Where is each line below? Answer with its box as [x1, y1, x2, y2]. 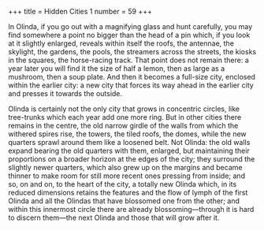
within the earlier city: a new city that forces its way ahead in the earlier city [8, 80, 254, 90]
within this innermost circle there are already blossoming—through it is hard [8, 205, 255, 213]
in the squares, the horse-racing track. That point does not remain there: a [8, 55, 250, 65]
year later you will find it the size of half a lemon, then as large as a [8, 64, 225, 73]
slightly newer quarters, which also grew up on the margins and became [8, 163, 243, 172]
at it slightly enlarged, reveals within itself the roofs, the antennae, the [8, 39, 235, 48]
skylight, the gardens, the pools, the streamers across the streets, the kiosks [8, 47, 257, 56]
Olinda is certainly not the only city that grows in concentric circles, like [8, 104, 240, 113]
